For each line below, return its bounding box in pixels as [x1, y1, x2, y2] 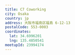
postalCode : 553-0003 [5, 25, 49, 30]
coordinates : [5, 29, 31, 34]
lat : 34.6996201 [9, 34, 42, 39]
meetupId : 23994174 [5, 43, 44, 47]
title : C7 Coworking [5, 7, 47, 12]
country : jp [5, 16, 29, 21]
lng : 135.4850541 [9, 38, 44, 43]
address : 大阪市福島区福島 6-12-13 [5, 20, 71, 25]
